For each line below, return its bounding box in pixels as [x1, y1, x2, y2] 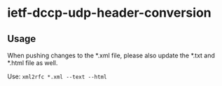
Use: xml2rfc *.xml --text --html [7, 72, 107, 80]
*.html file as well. [7, 59, 58, 67]
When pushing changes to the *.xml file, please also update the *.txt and [7, 51, 216, 59]
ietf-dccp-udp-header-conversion [7, 5, 211, 21]
